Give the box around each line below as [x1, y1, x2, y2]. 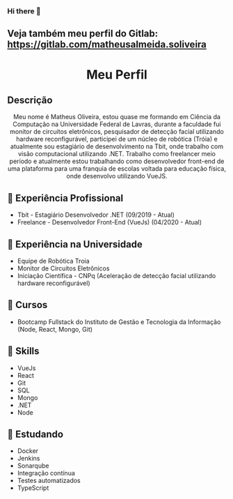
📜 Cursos [7, 299, 48, 311]
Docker [17, 447, 39, 455]
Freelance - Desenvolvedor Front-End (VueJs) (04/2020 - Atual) [17, 218, 202, 227]
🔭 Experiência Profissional [7, 192, 124, 204]
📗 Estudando [7, 428, 64, 440]
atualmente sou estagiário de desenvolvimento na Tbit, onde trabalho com [10, 142, 224, 151]
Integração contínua [17, 469, 75, 477]
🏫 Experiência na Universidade [7, 238, 143, 250]
